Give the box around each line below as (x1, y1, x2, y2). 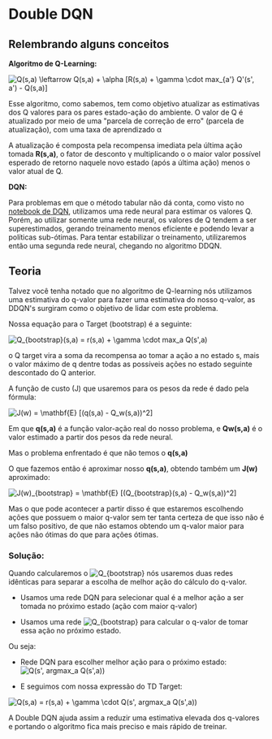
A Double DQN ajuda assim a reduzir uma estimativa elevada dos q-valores (8, 713, 260, 723)
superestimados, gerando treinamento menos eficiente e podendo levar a (8, 224, 254, 233)
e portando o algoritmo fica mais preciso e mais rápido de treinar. (8, 722, 227, 732)
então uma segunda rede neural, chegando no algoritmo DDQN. (8, 241, 222, 250)
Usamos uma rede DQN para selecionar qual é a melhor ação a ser (19, 593, 244, 603)
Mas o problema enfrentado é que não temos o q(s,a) (8, 447, 188, 457)
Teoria (8, 265, 42, 279)
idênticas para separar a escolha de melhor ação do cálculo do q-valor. (8, 577, 248, 587)
